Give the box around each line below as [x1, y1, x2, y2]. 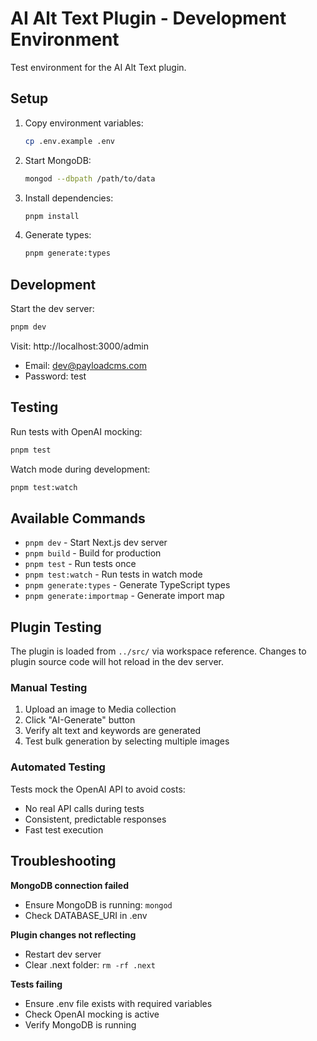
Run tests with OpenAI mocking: [10, 425, 143, 437]
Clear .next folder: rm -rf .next [24, 958, 156, 971]
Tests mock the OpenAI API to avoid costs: [10, 783, 186, 795]
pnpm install [24, 211, 80, 221]
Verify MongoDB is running [24, 1018, 137, 1031]
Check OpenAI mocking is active [24, 1008, 160, 1020]
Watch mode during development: [10, 463, 151, 475]
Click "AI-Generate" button [24, 714, 136, 726]
